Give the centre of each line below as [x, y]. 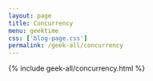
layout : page [30, 16]
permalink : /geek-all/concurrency [66, 46]
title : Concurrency [41, 23]
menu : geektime [34, 30]
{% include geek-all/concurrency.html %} [77, 68]
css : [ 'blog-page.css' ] [48, 38]
